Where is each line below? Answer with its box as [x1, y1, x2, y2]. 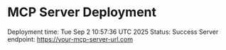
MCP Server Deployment [7, 4, 157, 20]
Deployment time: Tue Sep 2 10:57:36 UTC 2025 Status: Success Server [7, 27, 219, 36]
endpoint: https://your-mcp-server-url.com [7, 35, 134, 43]
